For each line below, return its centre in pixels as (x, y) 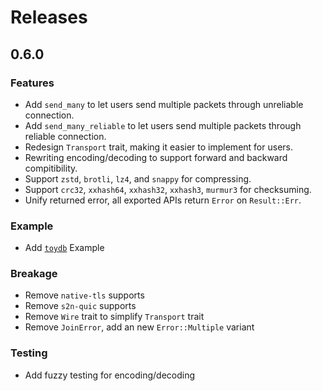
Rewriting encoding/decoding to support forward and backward (156, 157)
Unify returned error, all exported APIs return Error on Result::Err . (163, 200)
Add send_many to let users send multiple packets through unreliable (164, 104)
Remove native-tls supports (84, 295)
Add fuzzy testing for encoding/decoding (110, 375)
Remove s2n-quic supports (80, 306)
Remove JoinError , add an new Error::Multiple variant (139, 327)
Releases (49, 17)
